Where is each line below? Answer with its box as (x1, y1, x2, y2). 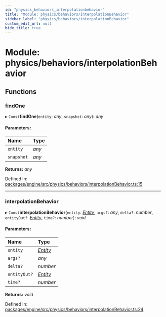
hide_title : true (5, 26, 41, 31)
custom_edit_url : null (5, 21, 52, 26)
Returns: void (5, 291, 34, 297)
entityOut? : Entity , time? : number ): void (5, 214, 86, 220)
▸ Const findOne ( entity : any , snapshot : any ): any (5, 114, 104, 119)
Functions (5, 87, 37, 96)
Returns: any (5, 166, 32, 172)
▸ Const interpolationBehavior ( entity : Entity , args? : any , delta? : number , (5, 209, 153, 215)
